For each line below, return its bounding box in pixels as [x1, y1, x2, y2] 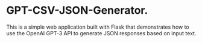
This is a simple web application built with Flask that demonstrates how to [6, 23, 190, 30]
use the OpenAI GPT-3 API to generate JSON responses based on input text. [6, 29, 197, 36]
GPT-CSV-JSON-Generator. [6, 4, 148, 17]
